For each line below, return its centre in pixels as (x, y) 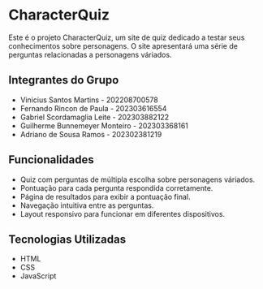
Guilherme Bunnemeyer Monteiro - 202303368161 (104, 125)
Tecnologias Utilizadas (67, 239)
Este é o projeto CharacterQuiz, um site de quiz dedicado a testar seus (127, 37)
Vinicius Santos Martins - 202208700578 (89, 100)
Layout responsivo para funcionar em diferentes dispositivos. (123, 214)
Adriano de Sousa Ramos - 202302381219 (91, 134)
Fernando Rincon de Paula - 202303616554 (93, 108)
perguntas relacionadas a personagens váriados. (90, 54)
